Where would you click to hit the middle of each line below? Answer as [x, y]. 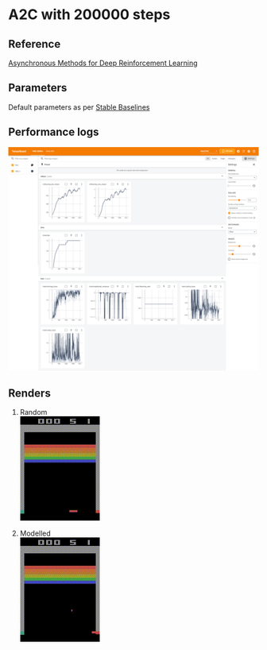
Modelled [35, 533]
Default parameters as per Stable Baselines [79, 107]
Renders [30, 393]
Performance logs [54, 132]
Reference [35, 44]
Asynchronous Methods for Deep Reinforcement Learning [103, 63]
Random [33, 412]
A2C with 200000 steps [89, 15]
